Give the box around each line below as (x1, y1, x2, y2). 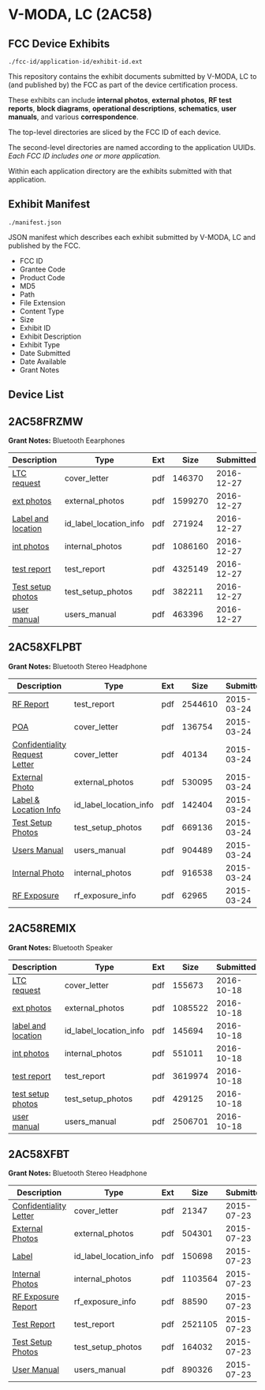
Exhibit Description (19, 332, 81, 341)
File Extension (19, 298, 65, 307)
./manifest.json (8, 219, 62, 227)
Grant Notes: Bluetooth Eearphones (8, 436, 125, 445)
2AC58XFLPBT (8, 641, 83, 654)
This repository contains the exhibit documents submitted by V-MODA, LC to (8, 72, 257, 81)
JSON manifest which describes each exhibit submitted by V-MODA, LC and (8, 232, 256, 242)
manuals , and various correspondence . (8, 112, 139, 122)
